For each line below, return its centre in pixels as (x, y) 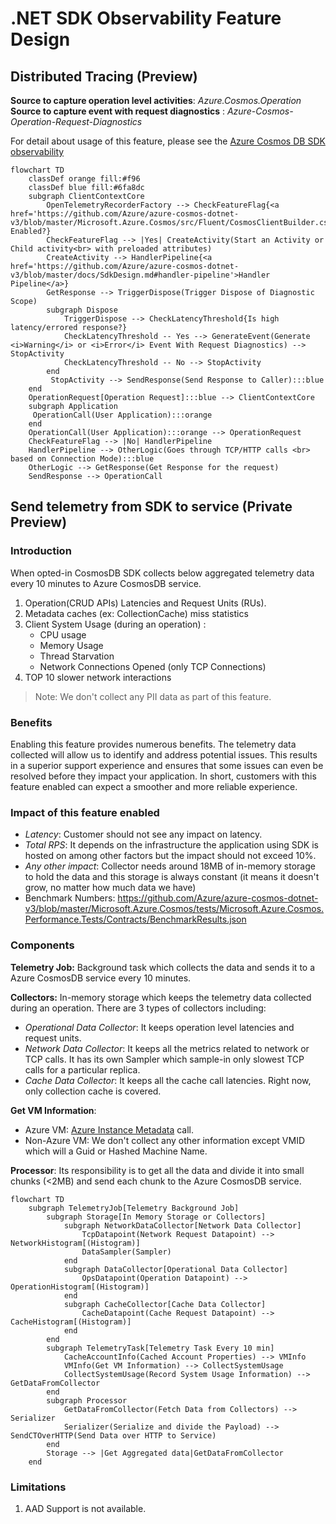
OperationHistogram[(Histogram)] (80, 1287)
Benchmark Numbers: (70, 898)
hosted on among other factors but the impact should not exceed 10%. (170, 856)
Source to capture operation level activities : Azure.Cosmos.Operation (156, 100)
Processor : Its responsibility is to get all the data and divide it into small (157, 1170)
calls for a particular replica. (82, 1069)
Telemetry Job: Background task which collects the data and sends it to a (163, 967)
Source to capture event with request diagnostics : (117, 111)
